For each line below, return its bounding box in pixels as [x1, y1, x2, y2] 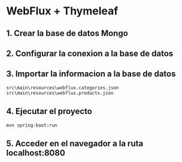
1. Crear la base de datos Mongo [6, 28, 129, 38]
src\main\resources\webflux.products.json [6, 90, 114, 96]
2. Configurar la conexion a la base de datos [6, 48, 174, 58]
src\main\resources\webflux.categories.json [6, 85, 119, 91]
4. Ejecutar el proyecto [6, 106, 93, 116]
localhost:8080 [6, 148, 66, 158]
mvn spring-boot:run [6, 122, 58, 128]
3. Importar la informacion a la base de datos [6, 69, 176, 79]
